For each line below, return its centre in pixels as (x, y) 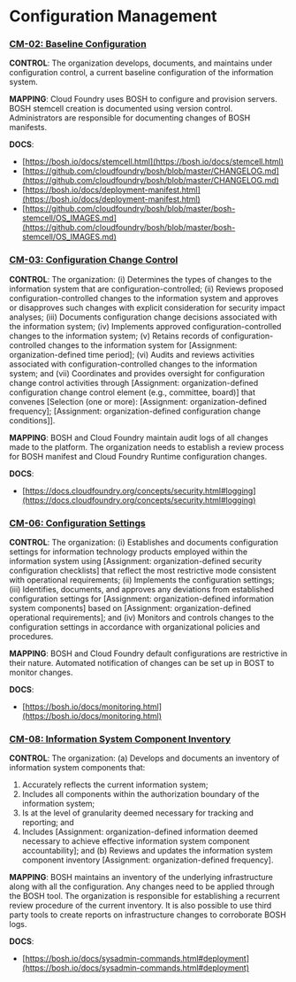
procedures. (31, 637)
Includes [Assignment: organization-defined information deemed (140, 832)
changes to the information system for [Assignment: (143, 345)
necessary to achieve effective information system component (136, 841)
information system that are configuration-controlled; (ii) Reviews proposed (147, 289)
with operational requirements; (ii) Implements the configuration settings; (142, 580)
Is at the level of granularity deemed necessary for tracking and (138, 813)
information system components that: (77, 768)
